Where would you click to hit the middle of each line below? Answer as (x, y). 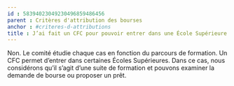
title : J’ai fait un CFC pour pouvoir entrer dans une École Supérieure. (119, 33)
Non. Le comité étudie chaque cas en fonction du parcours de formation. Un (117, 53)
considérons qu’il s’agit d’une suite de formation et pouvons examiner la (111, 68)
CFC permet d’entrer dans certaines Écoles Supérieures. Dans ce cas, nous (116, 61)
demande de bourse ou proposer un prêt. (67, 76)
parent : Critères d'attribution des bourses (75, 20)
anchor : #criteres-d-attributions (59, 27)
